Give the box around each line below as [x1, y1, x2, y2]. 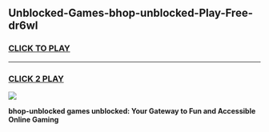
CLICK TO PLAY [8, 43, 70, 54]
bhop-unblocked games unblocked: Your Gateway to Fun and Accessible [8, 106, 256, 115]
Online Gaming [8, 114, 59, 124]
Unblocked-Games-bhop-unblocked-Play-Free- [8, 6, 254, 20]
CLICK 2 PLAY [8, 73, 64, 84]
